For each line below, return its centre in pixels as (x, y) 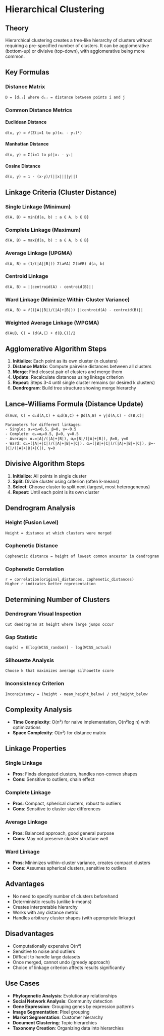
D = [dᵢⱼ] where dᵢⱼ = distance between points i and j (65, 97)
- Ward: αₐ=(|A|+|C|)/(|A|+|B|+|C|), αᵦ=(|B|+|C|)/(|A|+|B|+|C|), (76, 444)
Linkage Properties (36, 748)
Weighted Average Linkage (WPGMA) (52, 323)
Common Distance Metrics (39, 110)
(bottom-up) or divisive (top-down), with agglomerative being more (75, 51)
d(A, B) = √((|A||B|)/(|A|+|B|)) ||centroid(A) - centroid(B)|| (74, 310)
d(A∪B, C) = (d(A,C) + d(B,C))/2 (40, 333)
